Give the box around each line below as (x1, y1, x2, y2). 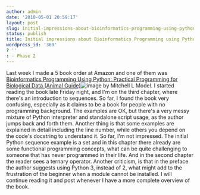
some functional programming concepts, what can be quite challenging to (6, 145, 187, 152)
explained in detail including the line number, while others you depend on (6, 126, 186, 133)
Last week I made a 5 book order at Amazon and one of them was (6, 69, 168, 76)
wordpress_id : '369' (6, 42, 58, 48)
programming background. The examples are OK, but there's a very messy (6, 107, 189, 114)
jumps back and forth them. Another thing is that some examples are (6, 119, 174, 127)
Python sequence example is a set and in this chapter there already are (6, 139, 181, 146)
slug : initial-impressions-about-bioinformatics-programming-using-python (6, 25, 196, 32)
